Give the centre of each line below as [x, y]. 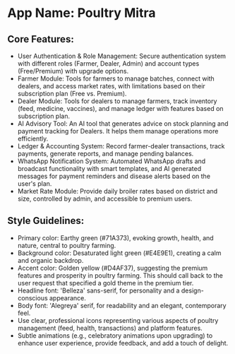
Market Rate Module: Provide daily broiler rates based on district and [117, 191]
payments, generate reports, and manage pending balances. [106, 154]
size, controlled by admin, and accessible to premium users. [105, 199]
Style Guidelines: [46, 221]
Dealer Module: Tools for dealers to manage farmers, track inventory [117, 101]
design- [193, 290]
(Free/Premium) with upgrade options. [73, 71]
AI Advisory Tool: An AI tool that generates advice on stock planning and [123, 124]
